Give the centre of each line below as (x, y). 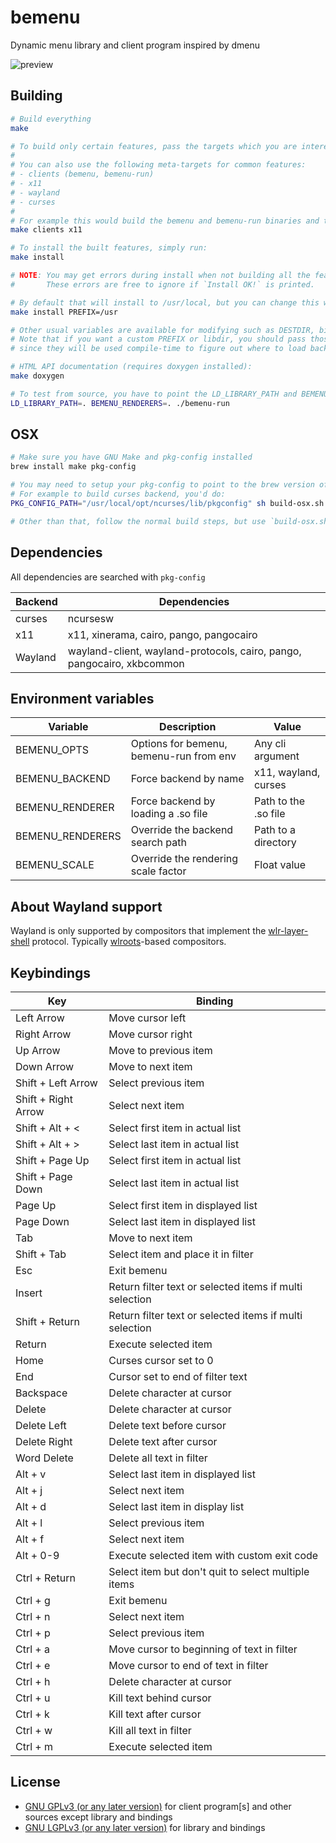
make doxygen (37, 376)
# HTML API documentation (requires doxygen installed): (131, 367)
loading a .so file (169, 814)
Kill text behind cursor (160, 1698)
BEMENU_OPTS (52, 750)
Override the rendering (184, 859)
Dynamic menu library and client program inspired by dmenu (135, 45)
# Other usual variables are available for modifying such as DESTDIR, (162, 330)
